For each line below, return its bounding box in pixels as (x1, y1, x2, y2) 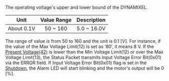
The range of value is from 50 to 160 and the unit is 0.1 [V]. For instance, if (5, 38, 161, 44)
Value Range (40, 16, 72, 23)
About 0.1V (8, 25, 36, 32)
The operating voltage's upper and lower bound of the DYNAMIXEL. (5, 5, 148, 10)
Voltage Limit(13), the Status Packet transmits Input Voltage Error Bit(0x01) (5, 55, 162, 60)
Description (76, 16, 106, 23)
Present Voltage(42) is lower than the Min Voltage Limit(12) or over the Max (5, 49, 164, 55)
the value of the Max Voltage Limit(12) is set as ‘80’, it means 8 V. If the (5, 43, 154, 49)
